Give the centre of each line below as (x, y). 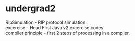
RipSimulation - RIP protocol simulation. (46, 22)
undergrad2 (31, 9)
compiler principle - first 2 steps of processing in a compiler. (68, 33)
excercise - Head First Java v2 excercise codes (54, 27)
